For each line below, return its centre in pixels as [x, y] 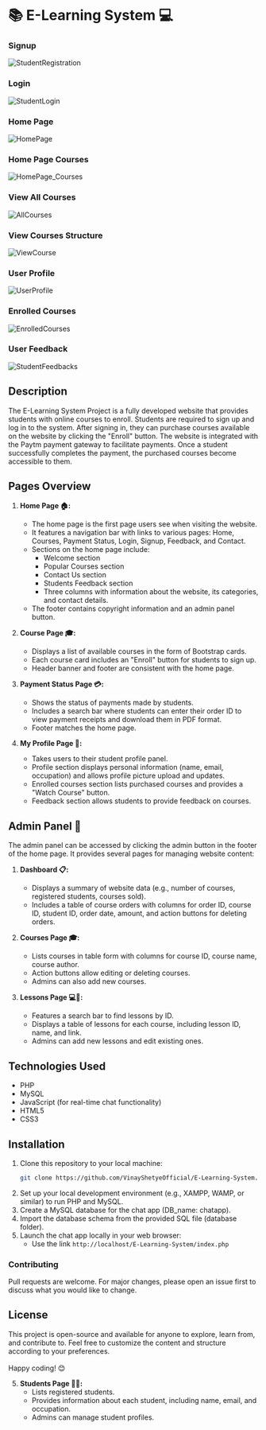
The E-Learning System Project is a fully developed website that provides [128, 410]
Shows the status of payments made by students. [113, 703]
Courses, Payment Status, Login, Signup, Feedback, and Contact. [139, 541]
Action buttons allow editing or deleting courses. [111, 973]
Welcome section [72, 558]
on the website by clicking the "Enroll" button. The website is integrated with [133, 436]
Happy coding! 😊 [37, 1368]
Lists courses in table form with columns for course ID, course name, [144, 956]
